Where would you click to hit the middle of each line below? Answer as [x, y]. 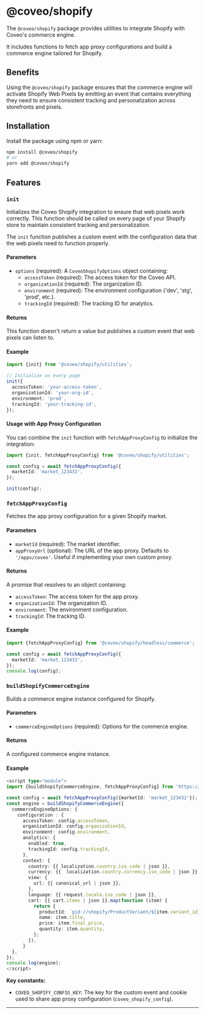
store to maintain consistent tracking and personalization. [78, 224]
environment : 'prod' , [39, 398]
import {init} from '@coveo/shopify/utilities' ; [69, 365]
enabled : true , [48, 844]
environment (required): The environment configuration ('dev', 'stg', [108, 291]
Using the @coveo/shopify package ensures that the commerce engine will [99, 87]
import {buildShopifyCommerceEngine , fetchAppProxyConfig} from [90, 787]
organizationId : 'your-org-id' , [53, 393]
